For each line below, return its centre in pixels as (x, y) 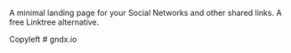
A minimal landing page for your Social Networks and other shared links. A (145, 13)
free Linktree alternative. (54, 22)
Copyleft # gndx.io (43, 39)
